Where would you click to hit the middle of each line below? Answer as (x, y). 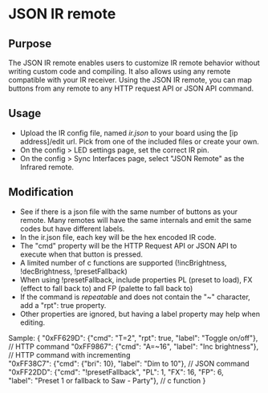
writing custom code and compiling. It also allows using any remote (120, 71)
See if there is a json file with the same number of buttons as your (129, 211)
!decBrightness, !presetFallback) (73, 271)
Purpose (30, 44)
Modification (41, 192)
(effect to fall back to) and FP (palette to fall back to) (106, 288)
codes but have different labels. (72, 229)
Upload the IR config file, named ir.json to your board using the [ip (129, 132)
